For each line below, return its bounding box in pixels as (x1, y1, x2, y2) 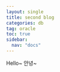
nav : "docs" (11, 43, 42, 49)
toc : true (6, 31, 31, 37)
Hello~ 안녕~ (6, 59, 37, 67)
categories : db (6, 20, 44, 26)
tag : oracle (6, 25, 36, 32)
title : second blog (6, 14, 55, 20)
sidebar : (6, 37, 28, 43)
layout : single (6, 8, 44, 15)
